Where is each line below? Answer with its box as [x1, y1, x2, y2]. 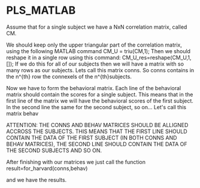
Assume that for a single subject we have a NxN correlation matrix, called [6, 23, 187, 30]
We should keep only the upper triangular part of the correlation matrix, [6, 41, 183, 48]
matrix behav [6, 110, 39, 117]
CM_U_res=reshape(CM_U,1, [122, 54, 192, 61]
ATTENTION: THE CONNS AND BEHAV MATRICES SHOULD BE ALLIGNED [6, 121, 189, 128]
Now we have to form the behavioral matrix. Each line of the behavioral [6, 84, 181, 91]
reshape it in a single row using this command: [6, 54, 121, 61]
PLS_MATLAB [6, 4, 76, 17]
